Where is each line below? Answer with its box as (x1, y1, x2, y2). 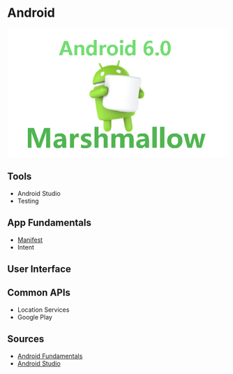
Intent (17, 243, 35, 251)
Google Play (17, 312, 52, 321)
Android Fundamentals (17, 352, 83, 360)
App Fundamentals (7, 217, 92, 229)
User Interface (7, 263, 72, 275)
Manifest (17, 236, 43, 244)
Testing (17, 196, 40, 205)
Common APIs (7, 287, 71, 299)
